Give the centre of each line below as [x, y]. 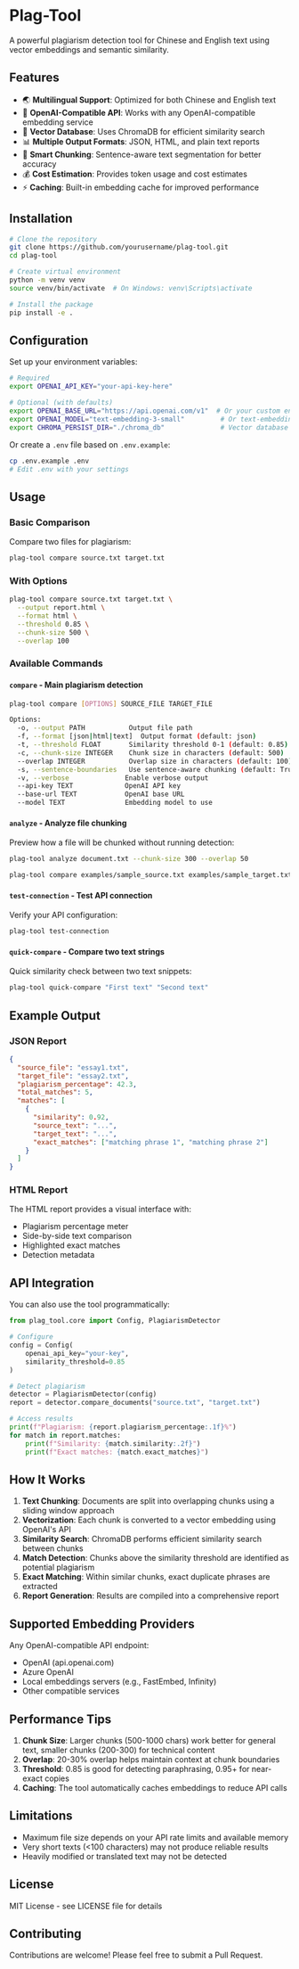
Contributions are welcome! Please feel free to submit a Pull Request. [136, 1955]
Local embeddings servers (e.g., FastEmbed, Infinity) [119, 1682]
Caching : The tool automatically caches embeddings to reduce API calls [154, 1787]
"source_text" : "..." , [75, 1125]
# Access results [41, 1419]
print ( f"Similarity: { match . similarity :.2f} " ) [113, 1444]
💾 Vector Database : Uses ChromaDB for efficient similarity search [143, 131]
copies [57, 1778]
